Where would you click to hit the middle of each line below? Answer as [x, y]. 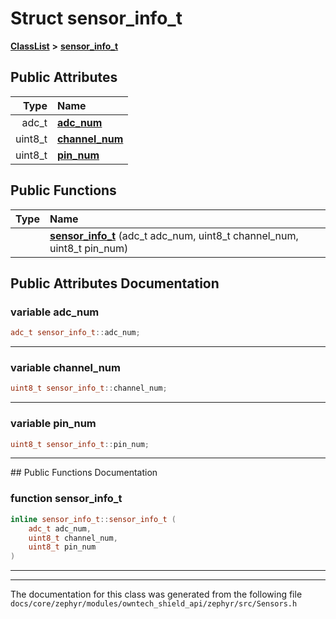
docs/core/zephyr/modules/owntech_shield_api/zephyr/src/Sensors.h [154, 604]
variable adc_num [55, 312]
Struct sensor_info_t [96, 18]
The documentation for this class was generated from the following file [156, 594]
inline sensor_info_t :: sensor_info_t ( [93, 519]
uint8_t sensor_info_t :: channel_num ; [89, 388]
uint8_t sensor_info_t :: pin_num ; [80, 444]
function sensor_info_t [66, 499]
